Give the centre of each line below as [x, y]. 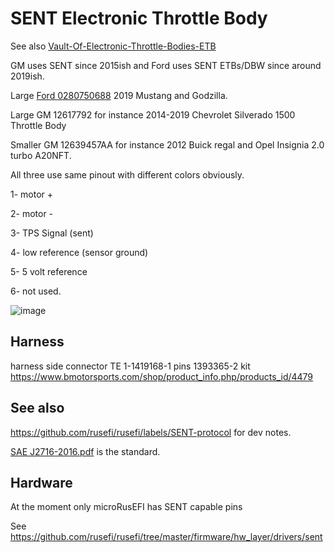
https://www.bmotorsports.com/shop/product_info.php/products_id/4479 [162, 376]
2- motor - [32, 213]
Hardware [41, 482]
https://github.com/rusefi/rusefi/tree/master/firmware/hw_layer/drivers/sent [166, 537]
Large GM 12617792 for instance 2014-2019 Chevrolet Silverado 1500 [153, 114]
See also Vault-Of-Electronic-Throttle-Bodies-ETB [113, 46]
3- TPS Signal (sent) [52, 233]
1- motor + [32, 194]
